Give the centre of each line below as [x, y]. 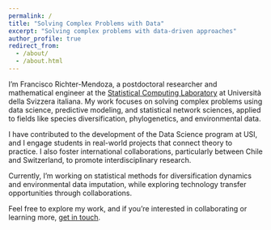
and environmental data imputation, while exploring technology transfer [127, 184]
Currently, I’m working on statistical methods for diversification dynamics [130, 176]
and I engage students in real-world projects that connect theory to [121, 143]
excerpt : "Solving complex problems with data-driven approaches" [123, 31]
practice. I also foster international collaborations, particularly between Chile [135, 151]
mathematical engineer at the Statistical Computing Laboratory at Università [135, 92]
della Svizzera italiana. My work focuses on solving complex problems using [135, 101]
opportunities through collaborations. [70, 193]
